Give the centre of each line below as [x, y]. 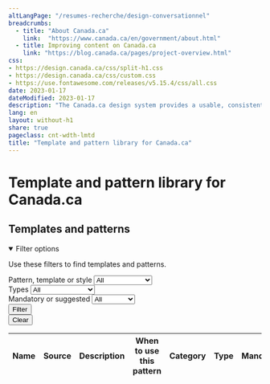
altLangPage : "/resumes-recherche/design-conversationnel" [109, 16]
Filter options [37, 248]
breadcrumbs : [30, 23]
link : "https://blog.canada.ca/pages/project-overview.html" [127, 53]
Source [57, 356]
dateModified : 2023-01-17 [51, 98]
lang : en [23, 113]
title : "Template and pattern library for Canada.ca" [100, 143]
